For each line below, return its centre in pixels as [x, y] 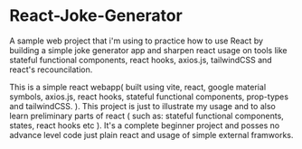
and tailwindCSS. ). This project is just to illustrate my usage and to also [142, 106]
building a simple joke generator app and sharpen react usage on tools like [148, 50]
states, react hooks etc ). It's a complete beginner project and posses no [145, 125]
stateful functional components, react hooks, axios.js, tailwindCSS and [141, 60]
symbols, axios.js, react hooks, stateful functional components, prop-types [149, 97]
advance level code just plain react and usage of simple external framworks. [151, 135]
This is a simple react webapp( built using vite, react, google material [138, 87]
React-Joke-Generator [96, 16]
